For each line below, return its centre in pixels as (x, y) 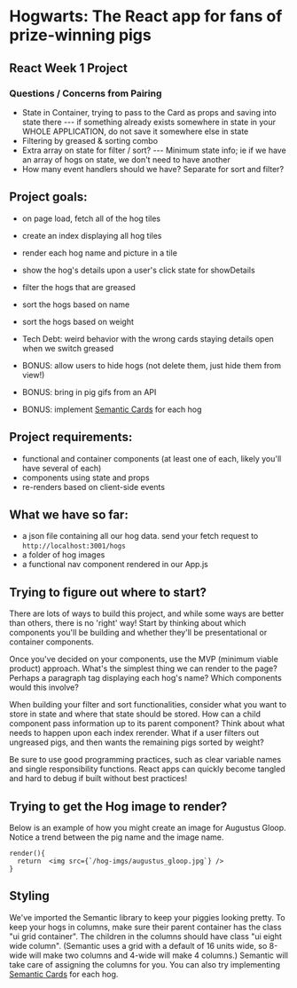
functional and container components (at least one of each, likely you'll (152, 458)
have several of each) (62, 468)
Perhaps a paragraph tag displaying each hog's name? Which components (145, 678)
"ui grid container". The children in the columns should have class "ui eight (145, 936)
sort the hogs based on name (76, 304)
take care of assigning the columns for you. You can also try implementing (145, 964)
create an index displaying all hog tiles (92, 235)
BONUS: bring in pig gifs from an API (89, 391)
